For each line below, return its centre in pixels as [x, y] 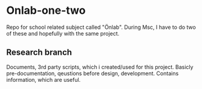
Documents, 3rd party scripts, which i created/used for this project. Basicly [100, 67]
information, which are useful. [44, 79]
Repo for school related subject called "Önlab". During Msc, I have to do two [101, 27]
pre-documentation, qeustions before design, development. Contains [93, 73]
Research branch [39, 53]
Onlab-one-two [46, 11]
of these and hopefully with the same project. [63, 33]
